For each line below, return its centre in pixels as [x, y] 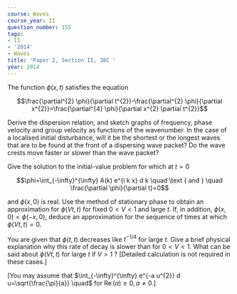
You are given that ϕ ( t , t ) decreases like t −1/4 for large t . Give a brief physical [119, 238]
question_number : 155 [39, 27]
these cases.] [27, 262]
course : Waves [28, 14]
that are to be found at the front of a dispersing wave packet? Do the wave [116, 145]
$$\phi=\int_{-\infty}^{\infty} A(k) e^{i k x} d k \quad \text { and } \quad [120, 180]
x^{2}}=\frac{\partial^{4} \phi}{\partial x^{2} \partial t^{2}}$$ [120, 108]
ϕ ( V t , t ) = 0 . [25, 224]
